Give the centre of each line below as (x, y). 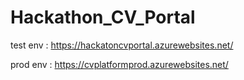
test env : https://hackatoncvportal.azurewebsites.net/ (122, 45)
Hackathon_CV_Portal (103, 17)
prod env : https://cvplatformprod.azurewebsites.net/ (119, 64)
